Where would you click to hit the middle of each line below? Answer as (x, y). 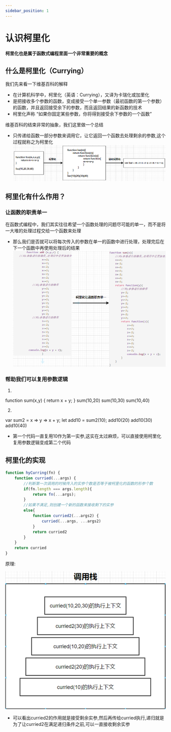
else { (30, 510)
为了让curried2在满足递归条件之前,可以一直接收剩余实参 (71, 724)
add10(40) (16, 426)
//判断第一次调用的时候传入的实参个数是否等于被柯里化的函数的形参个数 (88, 483)
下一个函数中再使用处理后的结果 (46, 248)
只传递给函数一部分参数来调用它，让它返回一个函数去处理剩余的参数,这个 (89, 135)
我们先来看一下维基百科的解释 (36, 84)
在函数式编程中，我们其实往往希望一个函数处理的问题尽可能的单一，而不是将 (85, 225)
